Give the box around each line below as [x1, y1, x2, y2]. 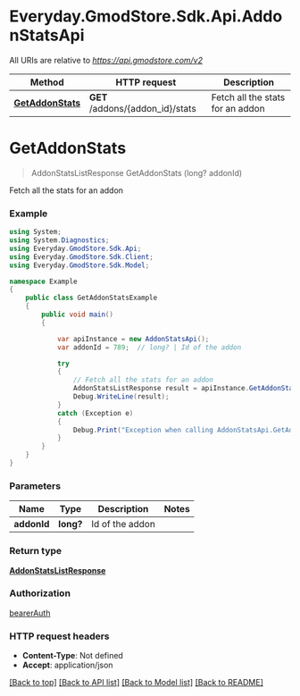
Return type [9, 545, 62, 558]
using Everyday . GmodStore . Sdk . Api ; [9, 244, 142, 253]
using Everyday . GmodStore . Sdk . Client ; [9, 252, 154, 261]
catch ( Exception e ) [56, 408, 134, 417]
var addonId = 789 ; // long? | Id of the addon [56, 342, 242, 352]
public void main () [41, 310, 114, 319]
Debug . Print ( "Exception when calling [72, 425, 214, 434]
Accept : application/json [21, 659, 113, 671]
